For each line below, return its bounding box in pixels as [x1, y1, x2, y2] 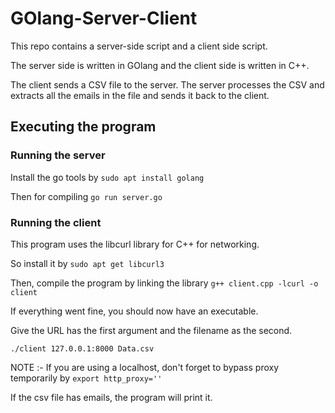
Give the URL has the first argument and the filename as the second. [10, 324, 293, 336]
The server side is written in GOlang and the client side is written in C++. [10, 59, 310, 71]
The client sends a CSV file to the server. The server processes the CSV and [10, 78, 325, 91]
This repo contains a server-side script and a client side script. [10, 40, 268, 52]
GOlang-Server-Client [10, 7, 198, 30]
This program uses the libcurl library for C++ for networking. [10, 238, 260, 250]
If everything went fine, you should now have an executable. [10, 305, 259, 317]
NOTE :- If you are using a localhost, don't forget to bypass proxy [10, 361, 280, 373]
